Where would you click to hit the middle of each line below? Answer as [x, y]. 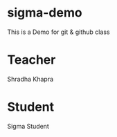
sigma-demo [45, 13]
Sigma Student [28, 126]
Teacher [31, 60]
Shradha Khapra [30, 79]
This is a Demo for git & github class [58, 32]
